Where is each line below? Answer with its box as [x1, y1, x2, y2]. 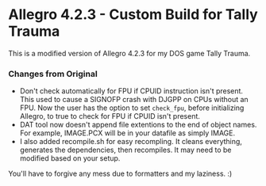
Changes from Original [8, 68, 98, 79]
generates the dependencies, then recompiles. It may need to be [19, 145, 232, 155]
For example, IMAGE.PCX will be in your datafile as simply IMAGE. [19, 128, 236, 138]
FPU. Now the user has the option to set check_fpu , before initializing [19, 103, 245, 112]
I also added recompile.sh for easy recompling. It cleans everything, [19, 137, 242, 146]
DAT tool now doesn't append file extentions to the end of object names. [19, 120, 257, 130]
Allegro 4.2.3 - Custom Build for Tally [8, 6, 258, 24]
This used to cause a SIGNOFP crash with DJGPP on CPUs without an [19, 95, 249, 104]
